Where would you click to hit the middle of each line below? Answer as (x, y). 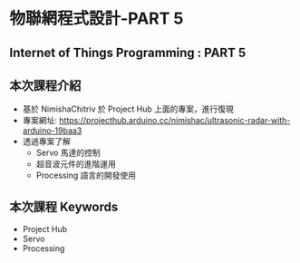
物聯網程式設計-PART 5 (97, 19)
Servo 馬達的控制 (68, 153)
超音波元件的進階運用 (76, 164)
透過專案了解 (46, 141)
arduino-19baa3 (52, 131)
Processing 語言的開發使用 (86, 175)
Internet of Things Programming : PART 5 (128, 52)
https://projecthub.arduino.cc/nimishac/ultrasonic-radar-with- (174, 121)
